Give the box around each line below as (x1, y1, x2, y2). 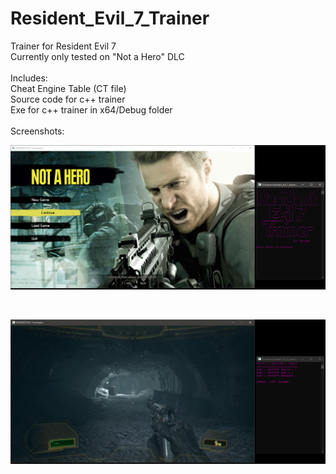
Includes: (10, 72, 48, 84)
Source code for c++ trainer (10, 93, 126, 105)
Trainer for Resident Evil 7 (10, 40, 117, 52)
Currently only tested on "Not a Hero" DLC (10, 50, 185, 62)
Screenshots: (10, 125, 65, 137)
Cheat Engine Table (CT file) (10, 82, 127, 94)
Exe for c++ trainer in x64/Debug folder (10, 103, 173, 116)
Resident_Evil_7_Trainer (10, 7, 210, 30)
